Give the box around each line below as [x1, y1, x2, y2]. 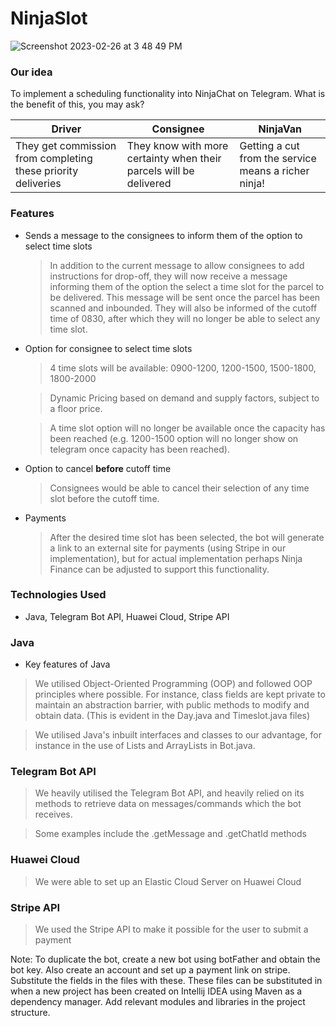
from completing [15, 152, 93, 166]
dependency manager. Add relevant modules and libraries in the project [10, 996, 306, 1008]
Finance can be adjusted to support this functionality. [49, 563, 270, 575]
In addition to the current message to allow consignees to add [49, 259, 305, 271]
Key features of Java [24, 658, 111, 671]
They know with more [126, 139, 229, 153]
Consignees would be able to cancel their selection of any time [49, 482, 310, 494]
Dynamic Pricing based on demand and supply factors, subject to [49, 392, 320, 404]
